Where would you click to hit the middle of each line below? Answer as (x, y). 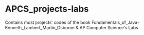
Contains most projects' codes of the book (48, 22)
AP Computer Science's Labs (109, 27)
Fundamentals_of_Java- (116, 22)
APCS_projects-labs (47, 9)
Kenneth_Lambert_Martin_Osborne (40, 27)
